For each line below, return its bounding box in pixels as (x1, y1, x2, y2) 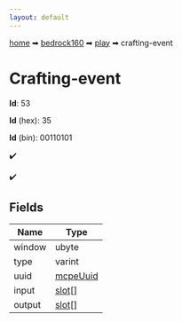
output (13, 299, 42, 311)
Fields (9, 200, 44, 215)
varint (54, 255, 80, 268)
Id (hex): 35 (9, 114, 51, 125)
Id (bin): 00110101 (9, 132, 73, 143)
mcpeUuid (54, 270, 99, 282)
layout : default (9, 12, 69, 22)
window (13, 241, 47, 254)
